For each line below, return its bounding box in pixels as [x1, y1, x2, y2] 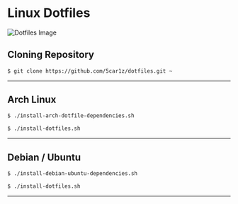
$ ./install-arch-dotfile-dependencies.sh [7, 112, 135, 119]
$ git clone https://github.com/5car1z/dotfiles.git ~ [7, 67, 173, 75]
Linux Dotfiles [7, 5, 91, 21]
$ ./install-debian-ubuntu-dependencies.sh [7, 170, 138, 177]
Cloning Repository [7, 49, 94, 61]
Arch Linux [7, 94, 57, 106]
